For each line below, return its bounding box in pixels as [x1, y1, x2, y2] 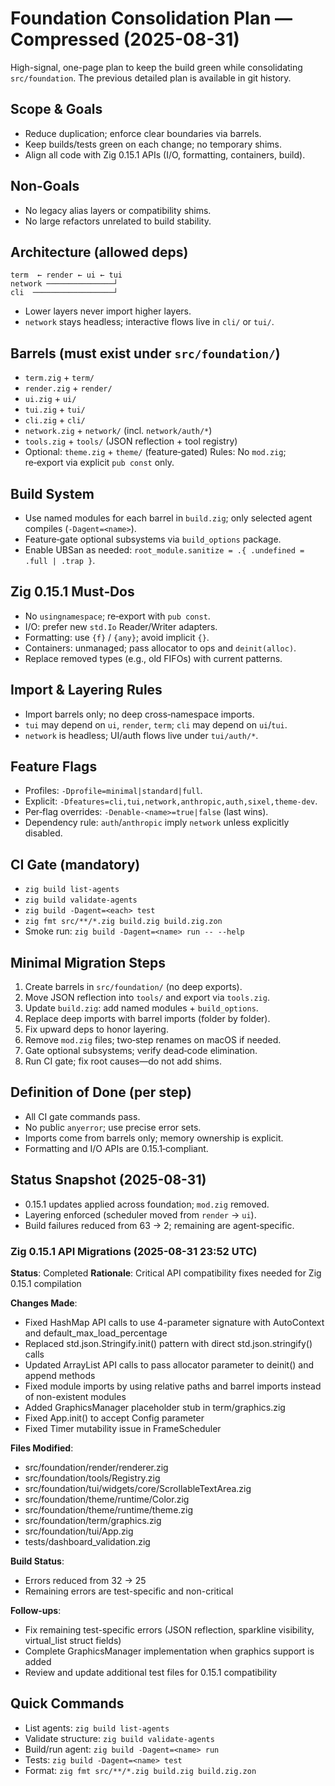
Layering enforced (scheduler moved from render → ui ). [24, 1208, 257, 1221]
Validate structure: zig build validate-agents [24, 1732, 215, 1744]
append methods [24, 1369, 96, 1381]
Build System [10, 485, 95, 502]
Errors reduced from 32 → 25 [24, 1574, 147, 1586]
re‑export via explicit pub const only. [24, 457, 175, 469]
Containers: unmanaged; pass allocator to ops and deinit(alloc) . [24, 642, 297, 654]
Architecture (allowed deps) [10, 243, 189, 261]
